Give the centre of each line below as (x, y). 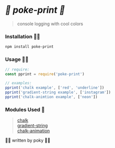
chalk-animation (33, 131)
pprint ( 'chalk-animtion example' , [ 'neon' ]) (51, 97)
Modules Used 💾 (25, 110)
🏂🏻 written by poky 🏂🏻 (28, 140)
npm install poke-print (29, 47)
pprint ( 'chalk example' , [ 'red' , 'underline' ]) (55, 88)
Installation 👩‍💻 (23, 37)
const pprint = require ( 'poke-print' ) (45, 74)
